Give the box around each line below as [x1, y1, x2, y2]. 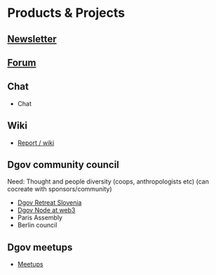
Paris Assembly [17, 213, 63, 222]
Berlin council [17, 221, 58, 229]
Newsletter [7, 33, 58, 45]
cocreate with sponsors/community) [7, 185, 112, 193]
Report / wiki [17, 139, 55, 147]
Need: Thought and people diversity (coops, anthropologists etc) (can [7, 177, 209, 186]
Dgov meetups [7, 241, 73, 253]
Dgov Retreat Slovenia [17, 198, 82, 207]
